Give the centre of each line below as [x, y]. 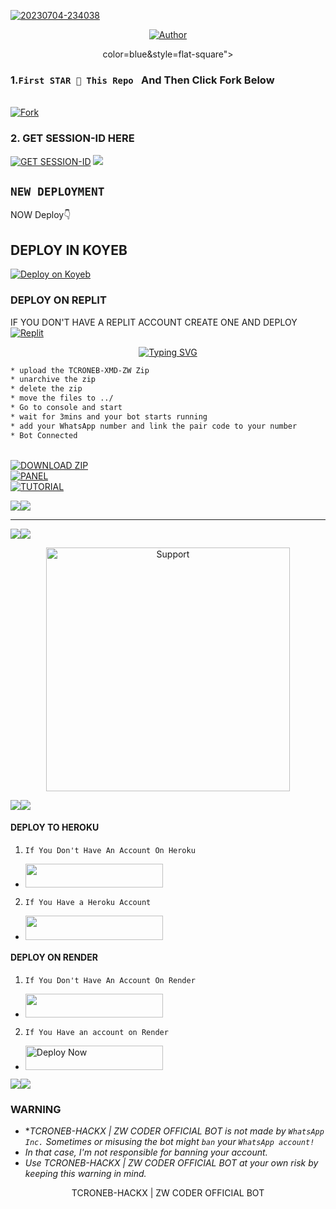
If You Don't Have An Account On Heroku [110, 850]
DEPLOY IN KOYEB [69, 250]
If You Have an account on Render [96, 1033]
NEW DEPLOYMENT [57, 191]
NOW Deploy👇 [41, 215]
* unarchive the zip [53, 380]
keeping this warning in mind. [85, 1173]
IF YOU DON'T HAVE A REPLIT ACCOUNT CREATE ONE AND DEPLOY [154, 322]
